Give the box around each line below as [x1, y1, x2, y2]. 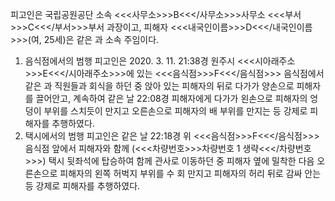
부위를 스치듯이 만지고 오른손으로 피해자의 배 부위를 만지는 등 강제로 [43, 105, 308, 117]
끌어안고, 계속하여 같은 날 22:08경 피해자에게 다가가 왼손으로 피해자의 [35, 93, 308, 104]
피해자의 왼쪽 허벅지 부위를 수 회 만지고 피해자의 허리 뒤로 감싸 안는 [59, 168, 322, 179]
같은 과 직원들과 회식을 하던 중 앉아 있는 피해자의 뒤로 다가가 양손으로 [24, 80, 295, 92]
